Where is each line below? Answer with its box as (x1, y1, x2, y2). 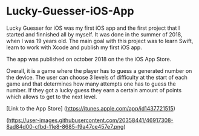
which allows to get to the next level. (6, 93, 97, 100)
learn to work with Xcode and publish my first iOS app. (6, 44, 142, 51)
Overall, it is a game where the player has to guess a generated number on (6, 67, 192, 74)
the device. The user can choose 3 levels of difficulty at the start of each (6, 73, 188, 81)
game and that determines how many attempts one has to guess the (6, 80, 177, 87)
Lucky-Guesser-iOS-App (6, 4, 134, 18)
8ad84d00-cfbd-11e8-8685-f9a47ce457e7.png (6, 123, 124, 130)
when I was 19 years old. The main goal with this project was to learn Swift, (6, 37, 194, 44)
